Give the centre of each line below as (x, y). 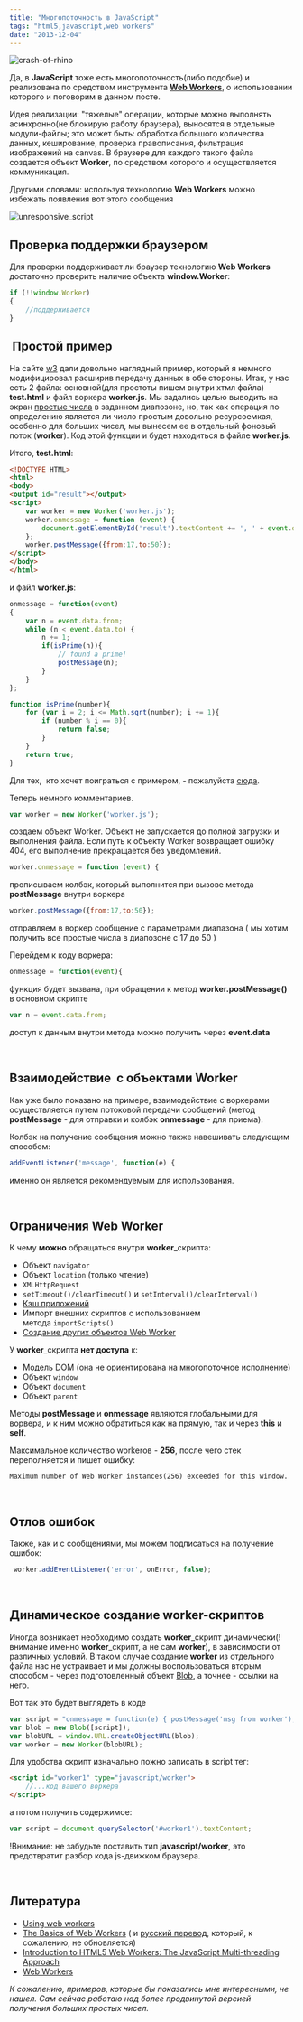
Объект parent (50, 1396)
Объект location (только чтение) (85, 1275)
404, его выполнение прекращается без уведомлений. (115, 851)
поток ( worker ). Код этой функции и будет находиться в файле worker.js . (150, 435)
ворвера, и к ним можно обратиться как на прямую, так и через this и (146, 1423)
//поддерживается (58, 309)
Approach (41, 1961)
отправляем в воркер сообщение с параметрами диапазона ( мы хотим (149, 928)
